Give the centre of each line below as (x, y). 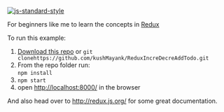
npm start (32, 80)
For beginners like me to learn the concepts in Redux (83, 24)
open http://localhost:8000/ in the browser (79, 87)
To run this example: (37, 38)
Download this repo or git (55, 51)
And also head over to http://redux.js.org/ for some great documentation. (112, 101)
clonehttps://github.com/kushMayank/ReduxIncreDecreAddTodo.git (113, 58)
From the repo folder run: (54, 65)
